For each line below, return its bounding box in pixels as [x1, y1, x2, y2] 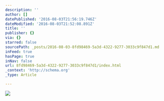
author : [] [5, 12, 28, 17]
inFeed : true [5, 49, 32, 54]
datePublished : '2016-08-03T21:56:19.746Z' [5, 16, 97, 21]
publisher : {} [5, 30, 35, 35]
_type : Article [5, 72, 37, 77]
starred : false [5, 40, 37, 45]
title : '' [5, 26, 26, 31]
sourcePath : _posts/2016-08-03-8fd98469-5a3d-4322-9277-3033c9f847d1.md [5, 44, 160, 49]
